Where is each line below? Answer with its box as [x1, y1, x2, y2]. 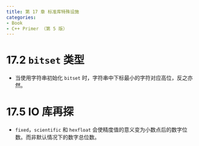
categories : [6, 14, 36, 20]
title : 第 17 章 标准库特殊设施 [6, 8, 80, 15]
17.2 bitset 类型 [6, 53, 85, 67]
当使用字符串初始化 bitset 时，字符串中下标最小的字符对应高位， [14, 75, 177, 82]
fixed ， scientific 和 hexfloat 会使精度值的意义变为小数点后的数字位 [14, 126, 188, 133]
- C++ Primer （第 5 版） [6, 25, 68, 32]
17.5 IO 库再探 [6, 105, 74, 119]
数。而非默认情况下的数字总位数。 [14, 133, 100, 141]
